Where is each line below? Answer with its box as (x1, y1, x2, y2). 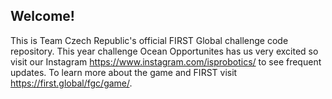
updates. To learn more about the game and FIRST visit (10, 66, 238, 78)
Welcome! (10, 8, 75, 25)
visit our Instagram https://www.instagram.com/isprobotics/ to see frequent (10, 55, 322, 68)
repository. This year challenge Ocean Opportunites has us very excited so (10, 45, 319, 57)
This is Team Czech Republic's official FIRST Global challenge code (10, 34, 289, 46)
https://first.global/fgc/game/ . (10, 77, 133, 89)
